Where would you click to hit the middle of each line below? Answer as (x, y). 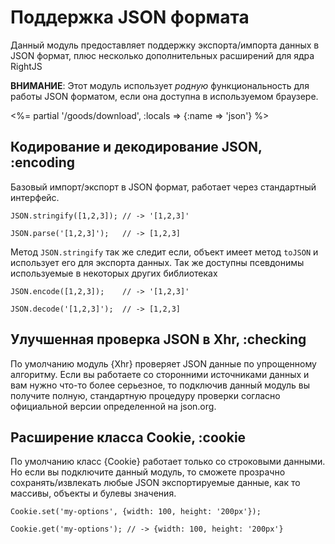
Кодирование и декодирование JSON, (136, 147)
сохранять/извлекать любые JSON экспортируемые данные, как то (155, 483)
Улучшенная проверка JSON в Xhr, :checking (158, 339)
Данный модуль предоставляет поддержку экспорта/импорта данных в (165, 45)
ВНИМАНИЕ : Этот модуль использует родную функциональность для (160, 85)
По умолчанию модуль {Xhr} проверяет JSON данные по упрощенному (163, 363)
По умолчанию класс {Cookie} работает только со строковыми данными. (168, 462)
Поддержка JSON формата (130, 17)
